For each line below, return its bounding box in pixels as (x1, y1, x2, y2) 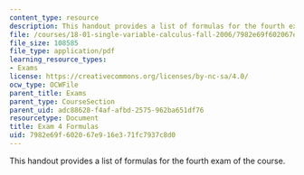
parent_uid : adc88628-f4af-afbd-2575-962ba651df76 (9, 106, 204, 115)
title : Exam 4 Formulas (9, 123, 100, 132)
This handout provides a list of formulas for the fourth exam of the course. (9, 155, 286, 166)
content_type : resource (9, 13, 100, 23)
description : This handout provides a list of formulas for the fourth (9, 22, 285, 31)
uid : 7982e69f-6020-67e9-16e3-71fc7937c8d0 (9, 131, 176, 140)
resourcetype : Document (9, 114, 100, 123)
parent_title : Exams (9, 88, 88, 97)
